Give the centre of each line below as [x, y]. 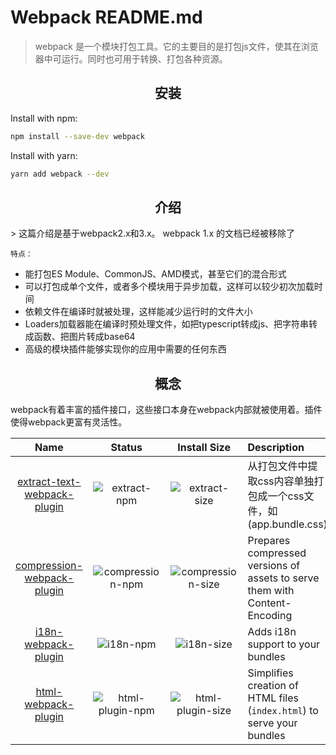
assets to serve [283, 578]
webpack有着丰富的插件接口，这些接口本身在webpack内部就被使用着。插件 [166, 410]
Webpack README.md [106, 17]
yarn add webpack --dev [60, 174]
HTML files [273, 698]
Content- [269, 603]
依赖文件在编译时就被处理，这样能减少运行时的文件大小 [138, 312]
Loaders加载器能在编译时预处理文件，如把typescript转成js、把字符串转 [171, 324]
